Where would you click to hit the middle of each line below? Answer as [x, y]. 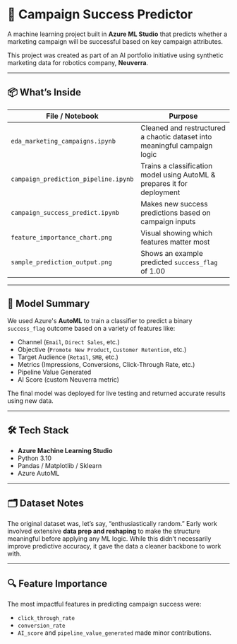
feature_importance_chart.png [62, 237]
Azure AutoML [38, 474]
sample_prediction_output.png [62, 262]
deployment [160, 192]
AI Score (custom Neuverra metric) [68, 379]
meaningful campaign [177, 146]
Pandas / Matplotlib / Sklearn [60, 466]
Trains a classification [177, 165]
